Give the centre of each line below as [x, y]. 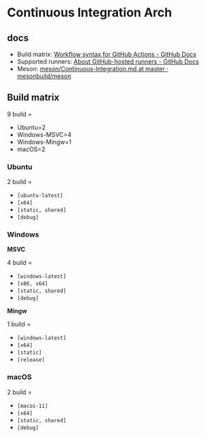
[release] [31, 360]
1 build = [19, 324]
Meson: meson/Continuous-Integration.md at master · [92, 69]
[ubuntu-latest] [40, 196]
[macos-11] [32, 406]
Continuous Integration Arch [90, 13]
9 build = [20, 114]
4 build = [20, 263]
